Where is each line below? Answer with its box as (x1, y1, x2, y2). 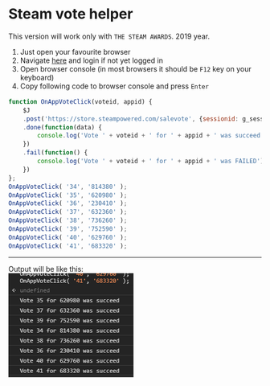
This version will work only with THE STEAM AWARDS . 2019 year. (8, 31, 211, 41)
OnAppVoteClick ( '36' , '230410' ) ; (8, 199, 128, 207)
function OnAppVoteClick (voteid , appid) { (8, 97, 153, 105)
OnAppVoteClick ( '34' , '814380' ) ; (8, 183, 128, 191)
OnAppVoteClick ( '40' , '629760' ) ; (8, 233, 128, 241)
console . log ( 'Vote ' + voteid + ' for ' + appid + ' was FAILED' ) (37, 158, 264, 166)
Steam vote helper (8, 5, 133, 23)
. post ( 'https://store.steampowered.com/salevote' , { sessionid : (22, 114, 239, 123)
